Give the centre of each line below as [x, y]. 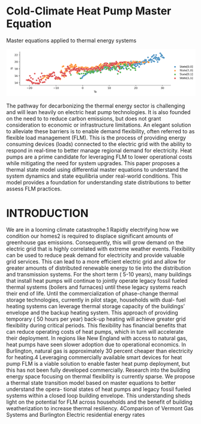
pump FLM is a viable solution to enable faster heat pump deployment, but [98, 364]
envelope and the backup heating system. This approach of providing [92, 313]
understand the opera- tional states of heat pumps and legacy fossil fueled [99, 389]
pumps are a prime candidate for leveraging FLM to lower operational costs [99, 157]
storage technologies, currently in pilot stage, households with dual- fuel [96, 300]
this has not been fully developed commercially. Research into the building [98, 370]
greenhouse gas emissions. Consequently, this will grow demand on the [95, 243]
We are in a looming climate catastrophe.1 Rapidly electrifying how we [92, 230]
